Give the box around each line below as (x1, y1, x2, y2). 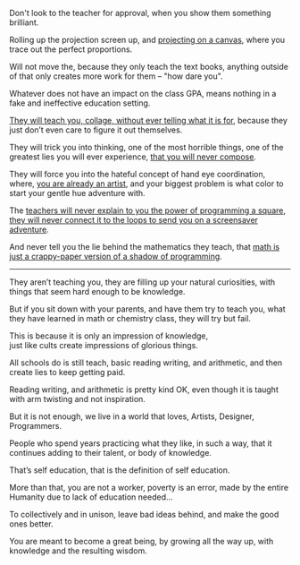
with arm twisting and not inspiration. (9, 394, 146, 404)
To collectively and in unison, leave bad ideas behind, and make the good (9, 509, 279, 519)
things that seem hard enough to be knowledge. (9, 287, 186, 296)
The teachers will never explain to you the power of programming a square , (9, 205, 286, 216)
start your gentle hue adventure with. (9, 188, 146, 198)
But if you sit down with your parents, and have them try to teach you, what (9, 304, 286, 314)
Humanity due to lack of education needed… (9, 492, 173, 502)
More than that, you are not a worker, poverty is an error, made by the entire (9, 483, 288, 492)
